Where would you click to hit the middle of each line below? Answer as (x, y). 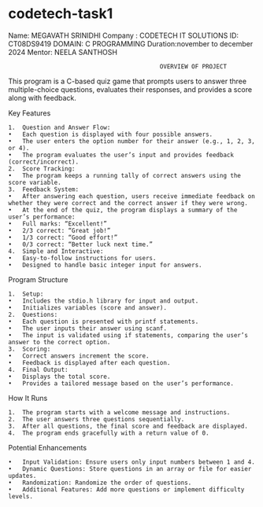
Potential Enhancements (48, 447)
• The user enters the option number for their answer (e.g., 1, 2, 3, (132, 141)
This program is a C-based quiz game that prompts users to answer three (127, 81)
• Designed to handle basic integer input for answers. (105, 265)
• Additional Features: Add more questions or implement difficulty (126, 489)
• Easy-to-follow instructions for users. (82, 258)
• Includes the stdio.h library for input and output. (104, 301)
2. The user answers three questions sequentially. (96, 419)
